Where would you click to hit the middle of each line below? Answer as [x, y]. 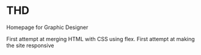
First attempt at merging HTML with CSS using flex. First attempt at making [101, 39]
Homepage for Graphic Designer [47, 27]
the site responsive [30, 45]
